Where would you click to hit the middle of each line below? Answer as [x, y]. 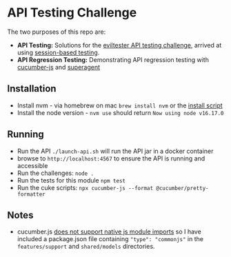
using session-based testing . [58, 52]
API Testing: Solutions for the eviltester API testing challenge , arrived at [119, 45]
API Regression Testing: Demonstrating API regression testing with [113, 59]
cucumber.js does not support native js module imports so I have [109, 232]
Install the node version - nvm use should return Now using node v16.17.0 [120, 112]
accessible [32, 165]
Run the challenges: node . [56, 173]
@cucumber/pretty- [182, 188]
